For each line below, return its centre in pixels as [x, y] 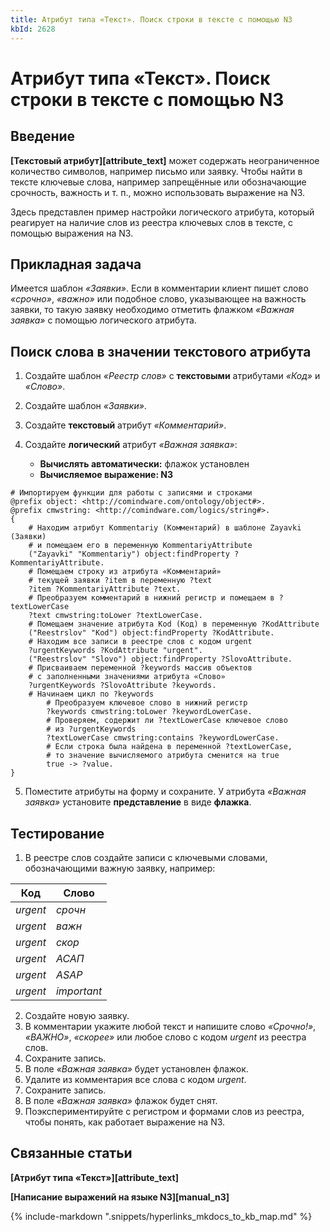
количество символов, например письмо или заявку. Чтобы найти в [156, 171]
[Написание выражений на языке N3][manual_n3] [120, 1197]
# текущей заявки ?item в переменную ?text [120, 581]
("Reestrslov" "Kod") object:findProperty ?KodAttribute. [151, 633]
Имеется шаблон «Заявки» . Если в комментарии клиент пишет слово [159, 288]
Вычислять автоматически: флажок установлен [144, 464]
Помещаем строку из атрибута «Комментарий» [129, 572]
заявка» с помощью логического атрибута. [103, 320]
